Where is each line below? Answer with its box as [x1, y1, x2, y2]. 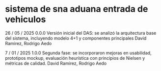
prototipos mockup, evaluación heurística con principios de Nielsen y [5, 55, 145, 61]
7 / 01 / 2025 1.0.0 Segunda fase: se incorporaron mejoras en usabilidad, [5, 50, 152, 56]
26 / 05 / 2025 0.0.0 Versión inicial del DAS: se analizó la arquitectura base [5, 30, 157, 36]
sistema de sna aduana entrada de [5, 3, 148, 15]
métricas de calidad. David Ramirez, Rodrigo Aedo [5, 60, 107, 66]
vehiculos [5, 14, 46, 25]
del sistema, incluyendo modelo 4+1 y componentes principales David [5, 35, 147, 41]
